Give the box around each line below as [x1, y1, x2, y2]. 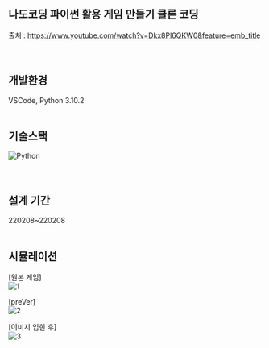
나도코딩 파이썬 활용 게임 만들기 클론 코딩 [8, 7, 199, 22]
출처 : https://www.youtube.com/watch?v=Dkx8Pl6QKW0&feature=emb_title [8, 31, 261, 40]
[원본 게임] [8, 272, 42, 282]
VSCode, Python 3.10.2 [8, 95, 85, 105]
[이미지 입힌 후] [8, 322, 57, 332]
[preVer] [8, 297, 36, 307]
